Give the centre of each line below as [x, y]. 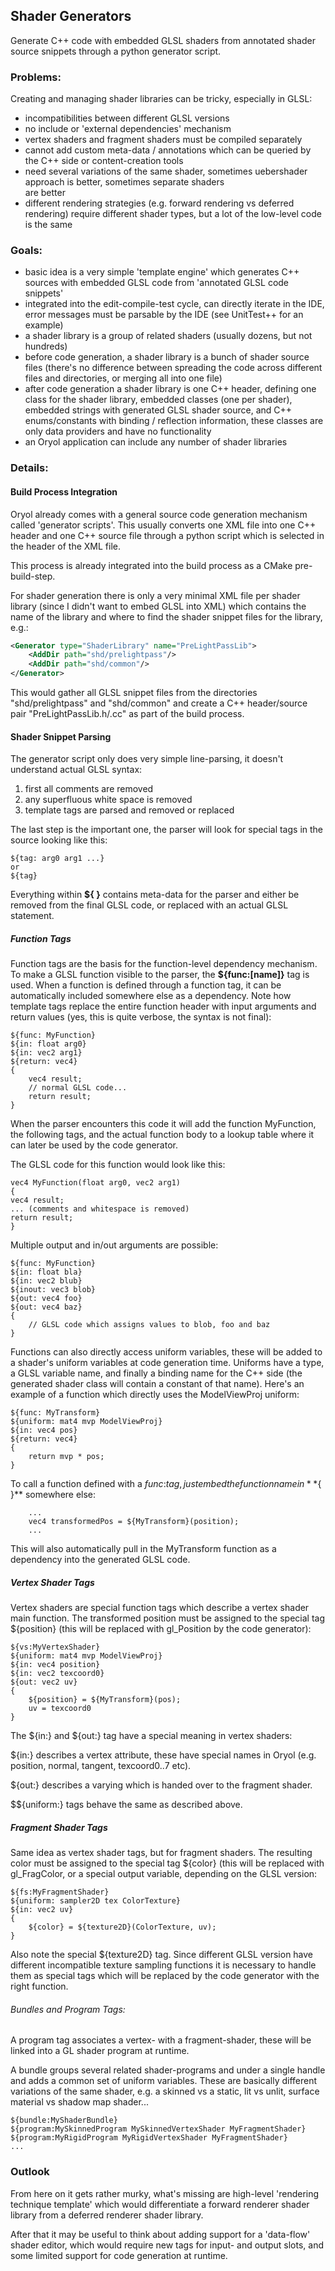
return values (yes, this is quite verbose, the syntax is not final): [141, 1017]
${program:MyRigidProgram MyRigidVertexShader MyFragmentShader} [149, 2138]
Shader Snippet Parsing [61, 736]
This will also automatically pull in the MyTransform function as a [143, 1549]
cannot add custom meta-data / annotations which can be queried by [168, 150]
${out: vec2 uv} [44, 1682]
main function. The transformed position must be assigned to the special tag [167, 1618]
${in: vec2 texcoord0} [57, 1674]
